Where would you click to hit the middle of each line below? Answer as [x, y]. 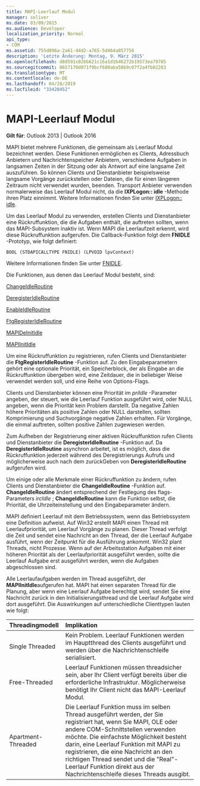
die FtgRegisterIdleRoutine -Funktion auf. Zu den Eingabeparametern [92, 362]
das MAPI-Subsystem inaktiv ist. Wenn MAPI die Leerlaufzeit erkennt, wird [98, 228]
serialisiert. [81, 658]
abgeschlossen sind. [32, 567]
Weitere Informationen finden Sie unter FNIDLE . [64, 263]
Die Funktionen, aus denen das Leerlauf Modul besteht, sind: [81, 275]
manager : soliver [28, 17]
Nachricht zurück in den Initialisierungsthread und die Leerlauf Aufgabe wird [100, 597]
